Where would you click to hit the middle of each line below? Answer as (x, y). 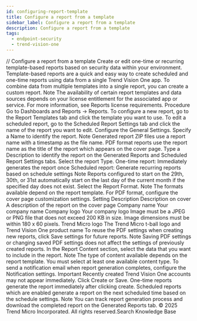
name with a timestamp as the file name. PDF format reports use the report (97, 143)
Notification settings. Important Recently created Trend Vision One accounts (98, 274)
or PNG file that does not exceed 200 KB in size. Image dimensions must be (98, 217)
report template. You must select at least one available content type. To (92, 261)
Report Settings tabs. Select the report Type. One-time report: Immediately (96, 161)
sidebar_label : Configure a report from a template (71, 22)
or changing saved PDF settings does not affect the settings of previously (95, 243)
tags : (13, 34)
